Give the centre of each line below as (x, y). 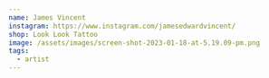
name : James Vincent (48, 17)
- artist (33, 59)
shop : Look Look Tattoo (53, 34)
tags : (19, 51)
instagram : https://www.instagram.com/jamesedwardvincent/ (122, 26)
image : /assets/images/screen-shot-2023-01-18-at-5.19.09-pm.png (134, 43)
